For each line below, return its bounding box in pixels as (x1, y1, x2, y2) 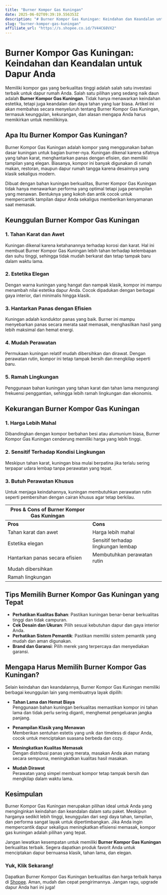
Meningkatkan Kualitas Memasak (12, 745, 83, 751)
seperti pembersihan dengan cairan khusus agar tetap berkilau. (5, 494, 135, 501)
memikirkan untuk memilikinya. (5, 117, 69, 123)
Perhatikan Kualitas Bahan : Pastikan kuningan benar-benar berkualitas (12, 611, 159, 618)
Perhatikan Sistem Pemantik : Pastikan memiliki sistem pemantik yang (12, 633, 157, 639)
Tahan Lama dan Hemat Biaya (12, 699, 75, 705)
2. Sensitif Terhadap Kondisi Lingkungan (5, 449, 105, 456)
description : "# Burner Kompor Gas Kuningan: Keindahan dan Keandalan (5, 16, 155, 21)
